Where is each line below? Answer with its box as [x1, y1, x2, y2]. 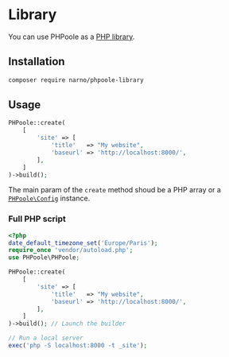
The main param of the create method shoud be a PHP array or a [8, 185, 221, 195]
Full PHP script [8, 213, 66, 224]
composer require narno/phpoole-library [8, 76, 145, 84]
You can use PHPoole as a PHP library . [8, 32, 135, 41]
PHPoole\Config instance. [8, 193, 91, 204]
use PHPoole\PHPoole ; [8, 254, 80, 262]
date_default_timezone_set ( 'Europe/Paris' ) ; [8, 239, 158, 247]
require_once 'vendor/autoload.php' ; [8, 246, 134, 254]
